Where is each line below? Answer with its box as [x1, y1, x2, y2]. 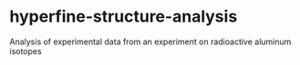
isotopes [9, 45, 43, 56]
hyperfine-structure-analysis [9, 6, 238, 27]
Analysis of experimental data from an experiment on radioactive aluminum [9, 36, 292, 47]
